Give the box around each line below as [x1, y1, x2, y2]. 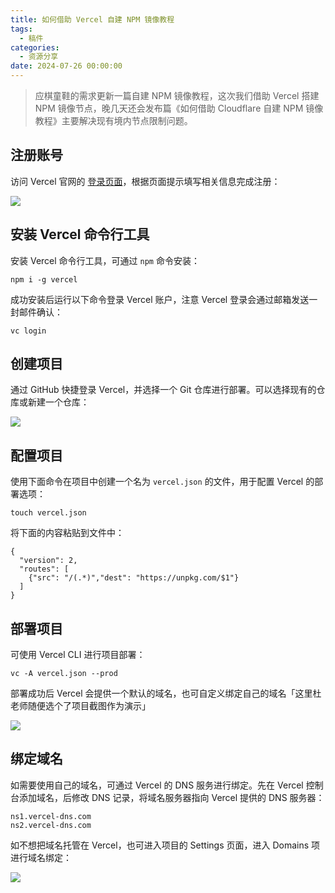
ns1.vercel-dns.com [10, 811, 92, 821]
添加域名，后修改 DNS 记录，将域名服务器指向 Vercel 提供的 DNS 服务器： [18, 791, 325, 803]
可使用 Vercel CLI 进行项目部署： [10, 649, 146, 661]
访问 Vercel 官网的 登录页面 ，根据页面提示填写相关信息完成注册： [10, 175, 281, 187]
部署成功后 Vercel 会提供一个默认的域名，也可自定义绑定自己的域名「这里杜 [10, 687, 322, 700]
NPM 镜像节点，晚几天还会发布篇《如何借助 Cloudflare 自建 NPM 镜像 [34, 102, 324, 114]
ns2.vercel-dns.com [10, 820, 92, 830]
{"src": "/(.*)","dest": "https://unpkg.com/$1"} [28, 573, 240, 583]
